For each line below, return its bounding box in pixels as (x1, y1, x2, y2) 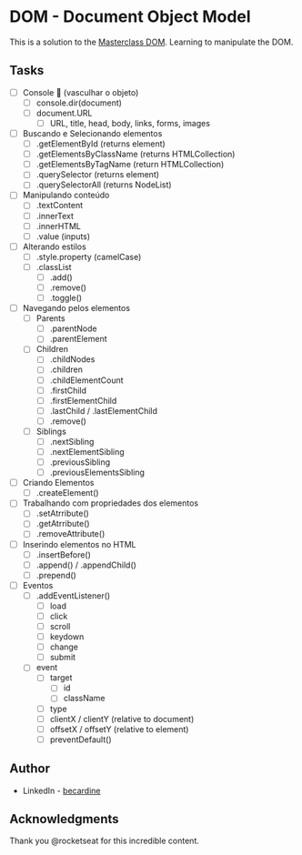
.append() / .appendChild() (35, 559, 136, 570)
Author (9, 761, 50, 777)
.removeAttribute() (35, 528, 106, 539)
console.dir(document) (35, 97, 123, 108)
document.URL (35, 107, 93, 118)
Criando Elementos (22, 478, 95, 488)
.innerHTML (35, 220, 82, 231)
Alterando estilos (22, 241, 86, 252)
